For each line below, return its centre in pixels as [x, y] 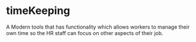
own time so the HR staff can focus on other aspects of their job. [85, 33]
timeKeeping [38, 11]
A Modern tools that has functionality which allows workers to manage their [98, 27]
